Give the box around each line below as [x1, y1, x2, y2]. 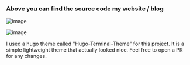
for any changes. [6, 53, 47, 60]
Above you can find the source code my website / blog [6, 5, 164, 13]
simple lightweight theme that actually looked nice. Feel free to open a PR [6, 46, 183, 53]
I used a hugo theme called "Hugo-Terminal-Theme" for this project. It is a [6, 40, 185, 48]
